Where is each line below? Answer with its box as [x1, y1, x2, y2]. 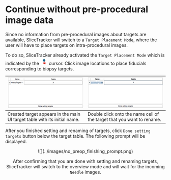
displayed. [5, 139, 27, 145]
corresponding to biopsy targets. [5, 65, 74, 72]
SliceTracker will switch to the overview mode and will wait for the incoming [6, 164, 165, 170]
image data [5, 14, 53, 26]
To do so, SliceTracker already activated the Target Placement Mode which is [5, 52, 165, 58]
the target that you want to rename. [88, 116, 161, 122]
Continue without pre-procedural [5, 4, 149, 15]
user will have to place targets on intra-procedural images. [5, 42, 128, 48]
